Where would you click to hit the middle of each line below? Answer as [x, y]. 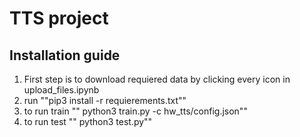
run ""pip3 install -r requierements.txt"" [105, 100]
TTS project [59, 18]
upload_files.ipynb [61, 90]
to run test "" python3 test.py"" [88, 121]
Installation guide [65, 55]
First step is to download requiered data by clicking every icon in [157, 79]
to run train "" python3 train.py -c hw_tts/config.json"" [135, 111]
